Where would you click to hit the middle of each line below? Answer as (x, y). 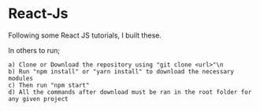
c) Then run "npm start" (49, 85)
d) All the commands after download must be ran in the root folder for (130, 92)
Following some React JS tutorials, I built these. (85, 35)
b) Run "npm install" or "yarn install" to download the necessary (121, 71)
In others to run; (34, 50)
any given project (38, 98)
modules (21, 78)
